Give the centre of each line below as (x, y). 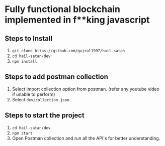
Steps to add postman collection (57, 77)
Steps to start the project (45, 116)
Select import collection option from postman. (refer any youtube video (86, 89)
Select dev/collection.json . (41, 99)
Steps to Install (29, 38)
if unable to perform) (33, 94)
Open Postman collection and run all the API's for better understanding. (86, 138)
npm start (22, 133)
